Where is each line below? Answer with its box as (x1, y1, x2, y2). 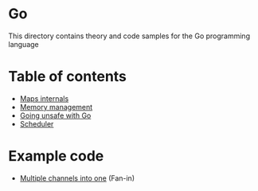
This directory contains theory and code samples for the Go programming (8, 31, 251, 41)
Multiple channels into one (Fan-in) (19, 173, 135, 183)
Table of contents (8, 68, 127, 86)
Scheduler (19, 119, 54, 128)
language (8, 39, 39, 49)
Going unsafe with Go (19, 111, 92, 120)
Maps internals (19, 93, 69, 103)
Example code (8, 147, 104, 166)
